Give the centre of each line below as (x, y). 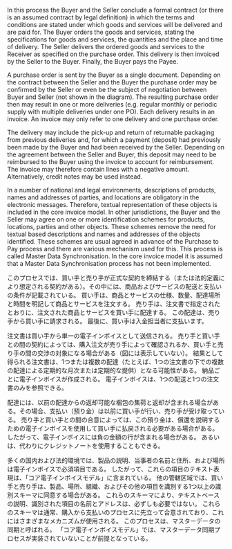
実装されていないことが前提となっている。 (91, 538)
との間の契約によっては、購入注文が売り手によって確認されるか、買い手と (113, 344)
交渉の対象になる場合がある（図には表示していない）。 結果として (130, 353)
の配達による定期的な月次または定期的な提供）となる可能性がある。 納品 (111, 370)
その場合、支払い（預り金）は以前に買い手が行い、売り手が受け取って (119, 411)
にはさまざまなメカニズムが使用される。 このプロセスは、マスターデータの (114, 521)
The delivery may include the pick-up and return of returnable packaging (111, 132)
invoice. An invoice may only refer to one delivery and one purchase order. (113, 119)
